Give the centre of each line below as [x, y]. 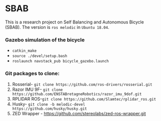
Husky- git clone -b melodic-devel [49, 104]
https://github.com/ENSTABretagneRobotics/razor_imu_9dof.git [77, 94]
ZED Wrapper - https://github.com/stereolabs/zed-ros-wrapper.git [79, 113]
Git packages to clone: [32, 74]
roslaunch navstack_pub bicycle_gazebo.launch [60, 61]
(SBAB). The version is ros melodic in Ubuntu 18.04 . [57, 27]
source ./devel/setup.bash [40, 56]
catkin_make [24, 51]
